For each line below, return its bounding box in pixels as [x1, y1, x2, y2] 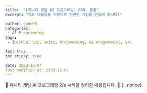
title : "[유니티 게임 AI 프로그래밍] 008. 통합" [5, 7, 99, 13]
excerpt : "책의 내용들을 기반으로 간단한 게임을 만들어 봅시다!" [5, 12, 122, 17]
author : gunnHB [5, 21, 37, 26]
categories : [5, 26, 30, 31]
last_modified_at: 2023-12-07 [5, 67, 69, 73]
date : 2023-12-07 [5, 63, 42, 68]
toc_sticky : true [5, 53, 42, 58]
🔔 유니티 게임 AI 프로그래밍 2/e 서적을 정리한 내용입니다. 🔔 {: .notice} [5, 82, 142, 88]
